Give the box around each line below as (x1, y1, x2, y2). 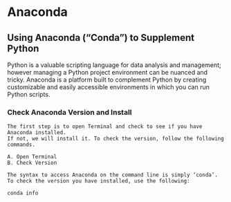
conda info (7, 190, 39, 197)
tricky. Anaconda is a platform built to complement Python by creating (7, 75, 207, 84)
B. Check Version (7, 160, 57, 167)
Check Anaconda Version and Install (7, 107, 132, 117)
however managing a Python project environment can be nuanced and (7, 68, 208, 76)
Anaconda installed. (7, 129, 67, 136)
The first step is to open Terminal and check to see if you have (7, 123, 203, 130)
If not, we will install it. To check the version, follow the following (7, 136, 225, 143)
